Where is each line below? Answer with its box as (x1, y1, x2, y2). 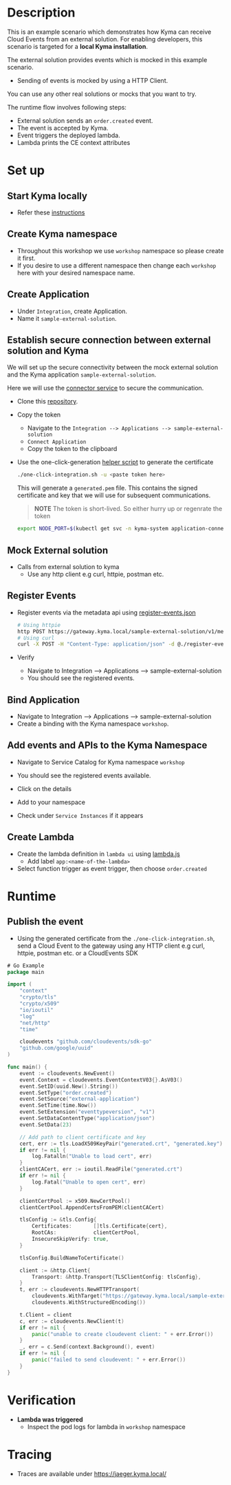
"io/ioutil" (19, 1006, 54, 1013)
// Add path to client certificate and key (19, 1133, 146, 1141)
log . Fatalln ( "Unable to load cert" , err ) (32, 1153, 153, 1160)
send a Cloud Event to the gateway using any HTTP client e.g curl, (16, 941, 205, 950)
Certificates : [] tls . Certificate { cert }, (32, 1223, 168, 1230)
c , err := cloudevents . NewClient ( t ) (19, 1317, 125, 1325)
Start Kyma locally (7, 190, 88, 201)
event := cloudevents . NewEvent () (19, 1070, 115, 1077)
